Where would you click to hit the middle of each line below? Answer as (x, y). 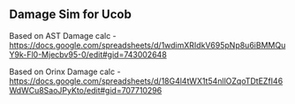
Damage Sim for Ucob (71, 15)
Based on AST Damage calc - (63, 35)
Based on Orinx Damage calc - (65, 71)
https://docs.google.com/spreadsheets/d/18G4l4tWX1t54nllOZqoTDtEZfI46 (146, 81)
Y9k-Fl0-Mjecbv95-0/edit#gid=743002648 (88, 54)
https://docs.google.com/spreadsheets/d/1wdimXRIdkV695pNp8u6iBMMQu (147, 45)
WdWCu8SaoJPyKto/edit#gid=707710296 (86, 90)
